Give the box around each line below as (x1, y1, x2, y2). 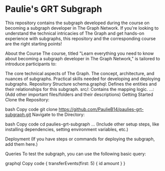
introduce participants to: (5, 61, 57, 67)
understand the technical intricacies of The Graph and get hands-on (5, 30, 145, 36)
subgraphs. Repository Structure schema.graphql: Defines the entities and (5, 81, 157, 87)
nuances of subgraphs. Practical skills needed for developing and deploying (5, 76, 161, 82)
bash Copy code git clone (5, 106, 58, 112)
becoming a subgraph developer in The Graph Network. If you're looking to (5, 25, 159, 31)
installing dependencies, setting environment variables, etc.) (5, 126, 129, 132)
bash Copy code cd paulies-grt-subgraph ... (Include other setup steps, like (5, 121, 160, 127)
